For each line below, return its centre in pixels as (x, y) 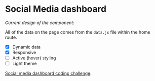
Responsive (24, 52)
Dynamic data (26, 47)
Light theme (24, 64)
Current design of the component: (40, 23)
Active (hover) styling (34, 58)
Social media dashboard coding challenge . (49, 73)
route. (11, 37)
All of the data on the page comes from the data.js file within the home (78, 32)
